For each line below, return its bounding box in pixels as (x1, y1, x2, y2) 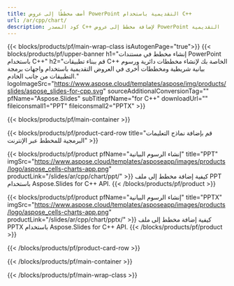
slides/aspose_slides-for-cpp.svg (7, 87, 103, 95)
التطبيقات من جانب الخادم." (7, 72, 79, 80)
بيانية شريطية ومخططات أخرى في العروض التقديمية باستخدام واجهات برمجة (7, 64, 205, 73)
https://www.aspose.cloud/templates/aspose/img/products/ (54, 80, 227, 88)
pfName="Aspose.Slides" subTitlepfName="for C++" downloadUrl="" (7, 94, 208, 103)
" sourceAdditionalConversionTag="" (103, 87, 210, 95)
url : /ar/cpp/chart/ (7, 17, 68, 24)
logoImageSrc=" (7, 80, 54, 88)
